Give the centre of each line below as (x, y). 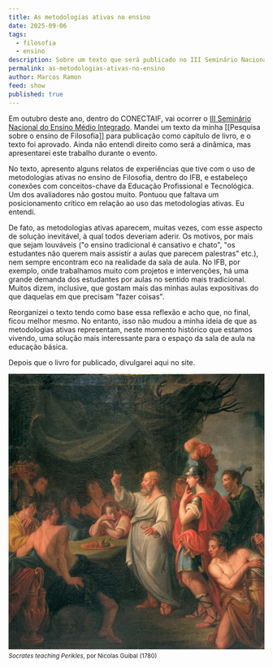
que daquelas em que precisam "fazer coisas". (87, 296)
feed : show (27, 85)
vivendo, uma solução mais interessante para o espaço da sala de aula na (132, 338)
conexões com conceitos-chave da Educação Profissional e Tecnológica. (131, 186)
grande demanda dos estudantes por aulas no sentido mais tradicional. (127, 279)
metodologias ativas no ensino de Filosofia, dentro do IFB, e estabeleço (128, 177)
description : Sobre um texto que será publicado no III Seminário (123, 60)
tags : (17, 34)
